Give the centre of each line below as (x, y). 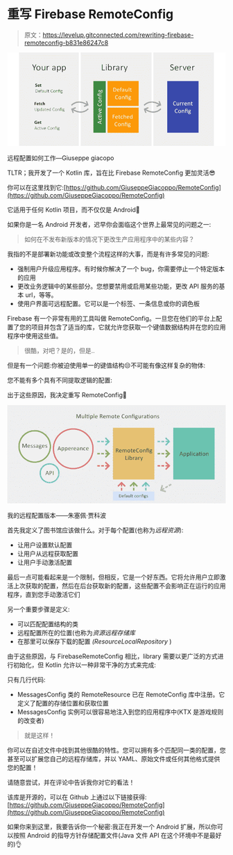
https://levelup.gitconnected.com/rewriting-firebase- (118, 35)
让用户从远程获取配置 (48, 554)
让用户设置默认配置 (45, 545)
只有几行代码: (27, 680)
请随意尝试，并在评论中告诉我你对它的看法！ (71, 783)
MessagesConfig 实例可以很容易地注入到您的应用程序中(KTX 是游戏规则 (120, 712)
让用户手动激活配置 (45, 562)
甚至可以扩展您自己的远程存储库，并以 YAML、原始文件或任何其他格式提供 (114, 759)
